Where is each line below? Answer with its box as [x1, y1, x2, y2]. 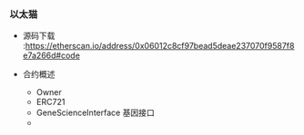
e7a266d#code [22, 50, 80, 61]
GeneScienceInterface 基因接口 [35, 107, 155, 119]
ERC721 [35, 97, 66, 108]
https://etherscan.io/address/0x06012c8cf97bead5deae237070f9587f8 [25, 41, 295, 52]
